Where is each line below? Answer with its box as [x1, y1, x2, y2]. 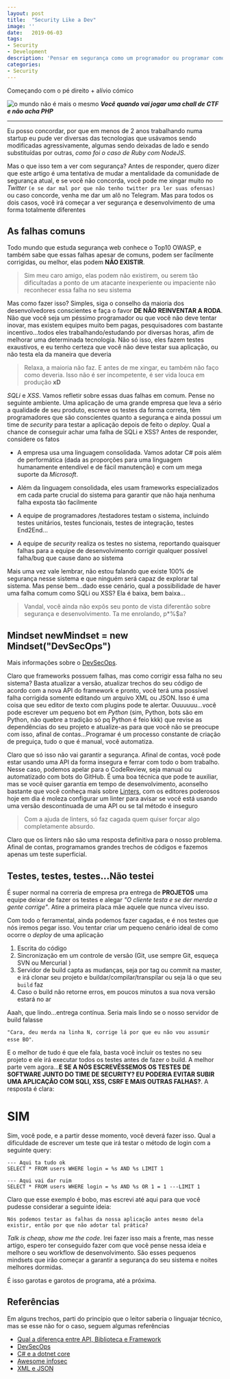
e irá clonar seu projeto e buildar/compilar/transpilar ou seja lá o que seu [16, 973, 222, 981]
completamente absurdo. [23, 823, 95, 831]
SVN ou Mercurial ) [16, 958, 71, 967]
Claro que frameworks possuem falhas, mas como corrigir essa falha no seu [7, 672, 222, 680]
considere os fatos [7, 435, 60, 443]
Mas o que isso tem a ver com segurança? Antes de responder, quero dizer [7, 162, 220, 170]
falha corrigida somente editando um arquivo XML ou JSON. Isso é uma [7, 694, 209, 702]
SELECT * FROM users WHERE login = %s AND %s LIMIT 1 [7, 1165, 164, 1172]
